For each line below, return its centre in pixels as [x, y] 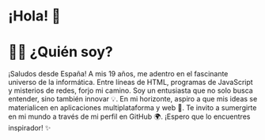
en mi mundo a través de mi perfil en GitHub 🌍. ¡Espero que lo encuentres [129, 116]
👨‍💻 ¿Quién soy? [61, 52]
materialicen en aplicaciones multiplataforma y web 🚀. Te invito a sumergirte [132, 108]
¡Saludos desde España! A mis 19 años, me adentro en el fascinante [118, 74]
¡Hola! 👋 [34, 16]
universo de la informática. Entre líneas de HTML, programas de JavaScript [131, 83]
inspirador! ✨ [30, 128]
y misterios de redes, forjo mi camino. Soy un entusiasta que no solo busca [131, 90]
